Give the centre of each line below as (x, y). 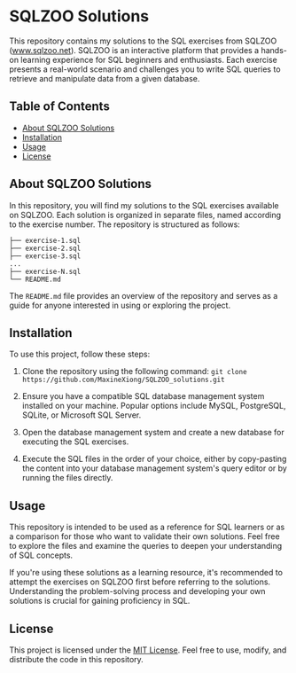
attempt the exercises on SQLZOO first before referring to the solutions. (140, 582)
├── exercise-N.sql (45, 271)
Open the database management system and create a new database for (153, 433)
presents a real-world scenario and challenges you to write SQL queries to (145, 69)
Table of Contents (60, 107)
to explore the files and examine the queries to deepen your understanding (146, 546)
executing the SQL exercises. (75, 442)
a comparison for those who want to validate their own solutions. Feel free (145, 536)
